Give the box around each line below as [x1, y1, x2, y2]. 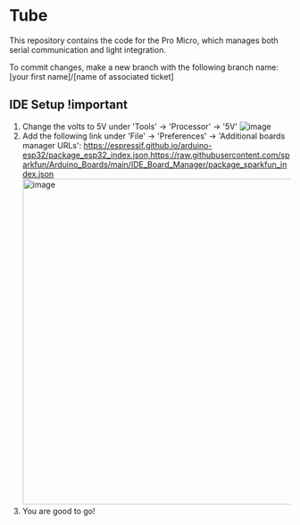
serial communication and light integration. [9, 44, 167, 55]
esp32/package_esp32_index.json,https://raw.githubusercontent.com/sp [21, 149, 290, 160]
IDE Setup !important [9, 97, 128, 113]
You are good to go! [21, 505, 96, 516]
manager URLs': [21, 140, 82, 150]
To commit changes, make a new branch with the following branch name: [9, 62, 279, 72]
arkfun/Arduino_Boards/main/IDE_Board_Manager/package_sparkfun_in [21, 158, 287, 170]
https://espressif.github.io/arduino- [83, 140, 212, 150]
